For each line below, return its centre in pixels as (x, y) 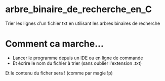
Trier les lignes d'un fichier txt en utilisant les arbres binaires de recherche (83, 23)
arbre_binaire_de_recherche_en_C (78, 9)
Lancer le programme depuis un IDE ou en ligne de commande (78, 58)
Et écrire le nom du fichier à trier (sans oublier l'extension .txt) (77, 63)
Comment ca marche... (54, 44)
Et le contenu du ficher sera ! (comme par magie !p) (59, 73)
